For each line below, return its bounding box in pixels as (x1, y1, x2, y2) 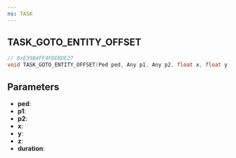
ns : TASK (7, 10, 33, 18)
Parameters (7, 81, 60, 93)
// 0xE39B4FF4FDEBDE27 (7, 55, 74, 62)
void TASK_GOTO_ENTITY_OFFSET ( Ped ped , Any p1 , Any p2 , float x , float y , (7, 61, 231, 69)
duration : (17, 145, 46, 152)
